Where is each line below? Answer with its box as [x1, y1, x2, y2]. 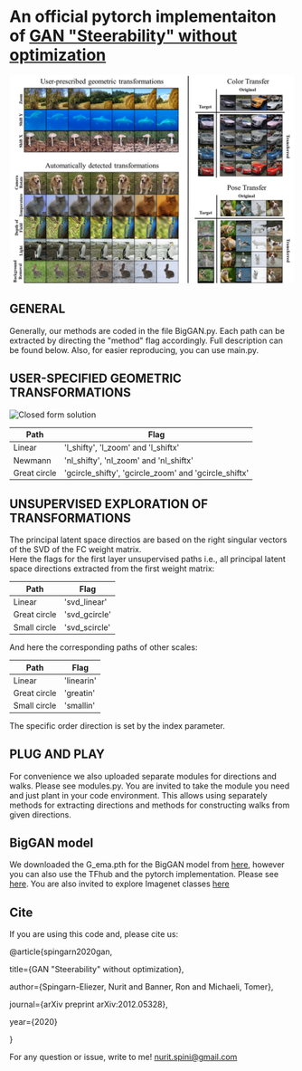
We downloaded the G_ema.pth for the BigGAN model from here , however [9, 859, 285, 870]
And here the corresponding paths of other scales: [9, 642, 198, 653]
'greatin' [63, 688, 96, 699]
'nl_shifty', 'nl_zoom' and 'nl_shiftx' [63, 454, 194, 465]
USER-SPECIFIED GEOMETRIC [9, 371, 183, 387]
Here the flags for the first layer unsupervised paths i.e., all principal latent [9, 554, 287, 565]
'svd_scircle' [63, 622, 111, 633]
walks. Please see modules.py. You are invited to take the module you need [9, 780, 290, 791]
